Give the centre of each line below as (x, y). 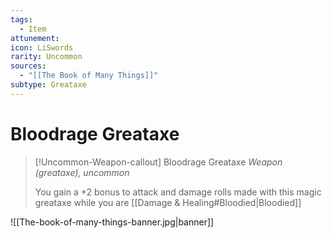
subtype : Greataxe (48, 85)
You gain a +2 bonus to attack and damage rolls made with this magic (178, 192)
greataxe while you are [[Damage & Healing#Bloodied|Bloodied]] (168, 202)
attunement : (35, 38)
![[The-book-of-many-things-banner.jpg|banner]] (112, 222)
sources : (28, 66)
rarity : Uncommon (46, 57)
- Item (33, 29)
